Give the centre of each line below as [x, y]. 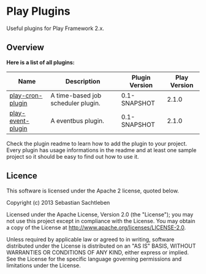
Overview [25, 48]
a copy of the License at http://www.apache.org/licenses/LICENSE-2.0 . [96, 227]
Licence [22, 176]
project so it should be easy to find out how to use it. [73, 156]
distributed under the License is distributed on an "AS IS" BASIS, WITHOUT [101, 246]
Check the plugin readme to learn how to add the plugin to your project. [97, 143]
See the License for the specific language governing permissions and [94, 259]
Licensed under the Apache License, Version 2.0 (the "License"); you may [100, 214]
